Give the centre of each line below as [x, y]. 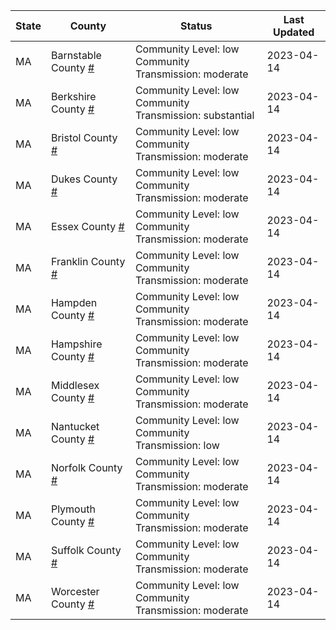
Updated [293, 32]
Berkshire [73, 96]
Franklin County [88, 261]
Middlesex [75, 385]
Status [196, 26]
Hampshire [76, 344]
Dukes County [84, 179]
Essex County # [87, 226]
